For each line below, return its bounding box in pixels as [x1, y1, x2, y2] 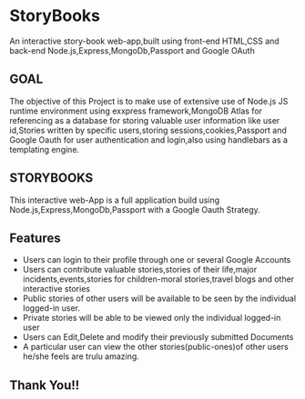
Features [9, 230, 61, 245]
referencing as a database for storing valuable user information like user [9, 115, 280, 125]
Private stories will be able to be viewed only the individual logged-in [22, 313, 281, 324]
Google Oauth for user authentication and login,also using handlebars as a [9, 134, 289, 145]
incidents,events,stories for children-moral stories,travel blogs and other [22, 274, 294, 284]
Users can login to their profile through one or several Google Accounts [22, 254, 291, 265]
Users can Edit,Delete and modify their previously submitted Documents [22, 332, 294, 343]
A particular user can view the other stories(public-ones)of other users [22, 342, 289, 353]
